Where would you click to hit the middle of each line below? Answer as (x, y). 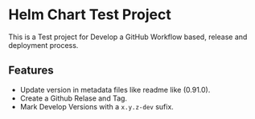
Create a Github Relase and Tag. (73, 98)
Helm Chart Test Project (90, 15)
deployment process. (43, 45)
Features (31, 71)
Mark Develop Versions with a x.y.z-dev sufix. (97, 106)
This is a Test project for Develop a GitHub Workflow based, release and (128, 37)
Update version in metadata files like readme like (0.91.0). (115, 89)
